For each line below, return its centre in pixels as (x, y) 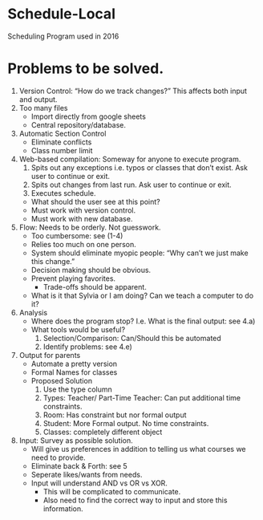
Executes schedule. (63, 193)
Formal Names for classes (74, 372)
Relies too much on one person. (84, 244)
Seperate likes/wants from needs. (87, 474)
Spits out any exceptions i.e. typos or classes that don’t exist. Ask (139, 167)
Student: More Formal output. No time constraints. (126, 423)
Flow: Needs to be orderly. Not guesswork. (90, 227)
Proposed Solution (62, 380)
